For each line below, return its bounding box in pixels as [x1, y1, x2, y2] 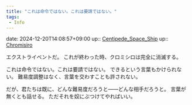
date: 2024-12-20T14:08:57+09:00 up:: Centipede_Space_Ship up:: [6, 36, 169, 43]
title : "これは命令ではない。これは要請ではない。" [6, 8, 117, 15]
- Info [8, 19, 25, 25]
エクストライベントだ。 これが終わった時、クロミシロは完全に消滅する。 [6, 54, 182, 61]
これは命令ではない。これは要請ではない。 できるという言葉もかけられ [6, 66, 177, 73]
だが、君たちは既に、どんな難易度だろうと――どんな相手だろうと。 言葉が [6, 86, 186, 93]
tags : [6, 14, 19, 20]
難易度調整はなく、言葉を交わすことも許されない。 [17, 73, 141, 80]
